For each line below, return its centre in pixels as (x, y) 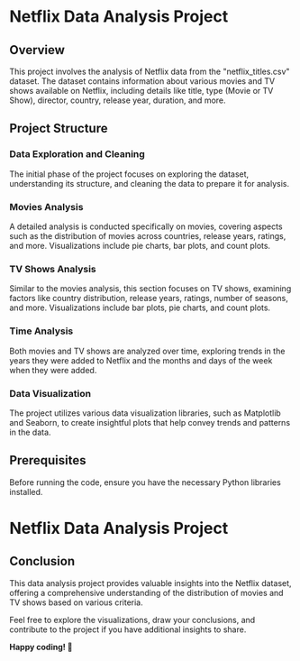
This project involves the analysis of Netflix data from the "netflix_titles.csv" (150, 71)
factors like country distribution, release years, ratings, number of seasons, (149, 298)
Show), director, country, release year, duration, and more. (118, 100)
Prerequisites (48, 460)
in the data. (30, 432)
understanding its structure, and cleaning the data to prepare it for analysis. (150, 183)
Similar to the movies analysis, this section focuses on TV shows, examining (150, 289)
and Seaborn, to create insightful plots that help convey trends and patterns (150, 422)
